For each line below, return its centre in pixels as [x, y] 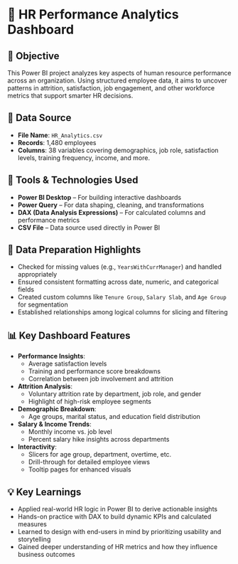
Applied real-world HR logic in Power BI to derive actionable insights [118, 509]
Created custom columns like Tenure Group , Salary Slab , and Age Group [122, 297]
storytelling [34, 539]
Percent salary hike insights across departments [99, 440]
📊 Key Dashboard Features [69, 335]
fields [26, 289]
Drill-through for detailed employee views [89, 462]
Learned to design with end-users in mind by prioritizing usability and [119, 532]
